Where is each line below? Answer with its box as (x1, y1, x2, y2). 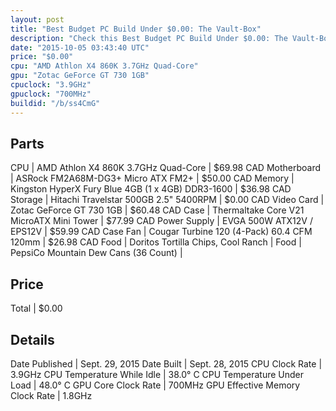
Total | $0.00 (10, 302, 63, 315)
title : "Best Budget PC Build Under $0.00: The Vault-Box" (10, 24, 262, 34)
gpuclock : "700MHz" (10, 89, 92, 99)
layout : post (10, 14, 65, 25)
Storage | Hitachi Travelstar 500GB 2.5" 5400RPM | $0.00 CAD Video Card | (10, 194, 325, 206)
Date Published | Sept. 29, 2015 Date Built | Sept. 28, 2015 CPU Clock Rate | (10, 357, 323, 370)
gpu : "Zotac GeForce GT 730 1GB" (10, 71, 150, 81)
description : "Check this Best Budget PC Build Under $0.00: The (10, 33, 288, 43)
